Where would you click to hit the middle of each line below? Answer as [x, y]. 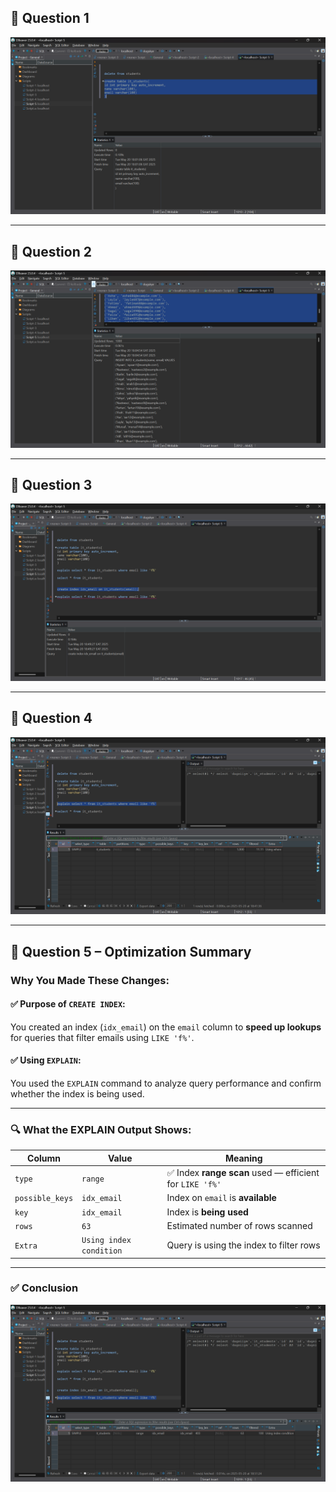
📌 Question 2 [51, 251]
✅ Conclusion [44, 1288]
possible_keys [44, 1199]
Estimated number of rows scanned [239, 1225]
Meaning [243, 1158]
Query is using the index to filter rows [243, 1245]
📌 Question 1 [50, 18]
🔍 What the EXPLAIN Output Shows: [101, 1129]
